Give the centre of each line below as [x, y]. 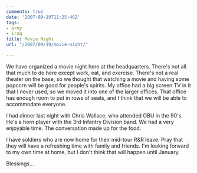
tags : [13, 22]
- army [14, 28]
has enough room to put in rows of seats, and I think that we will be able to [96, 97]
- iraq [14, 34]
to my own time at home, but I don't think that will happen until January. [93, 152]
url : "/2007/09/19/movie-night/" [47, 45]
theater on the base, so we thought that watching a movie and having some [98, 79]
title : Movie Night [30, 39]
